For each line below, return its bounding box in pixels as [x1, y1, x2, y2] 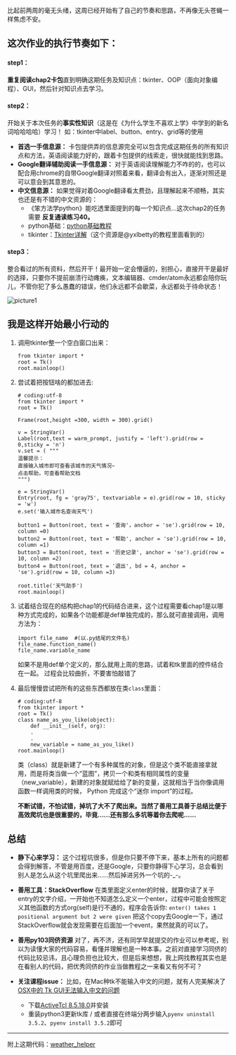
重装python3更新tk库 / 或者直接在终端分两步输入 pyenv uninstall [27, 1009, 216, 1018]
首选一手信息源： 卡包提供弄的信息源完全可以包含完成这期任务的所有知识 [17, 142, 229, 151]
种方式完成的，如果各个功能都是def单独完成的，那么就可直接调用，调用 [17, 610, 225, 619]
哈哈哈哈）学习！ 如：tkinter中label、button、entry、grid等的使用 [13, 127, 204, 136]
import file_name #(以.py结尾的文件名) [17, 634, 130, 641]
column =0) [17, 527, 50, 535]
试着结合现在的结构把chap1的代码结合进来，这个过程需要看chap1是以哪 [17, 601, 223, 610]
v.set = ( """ [17, 447, 59, 454]
